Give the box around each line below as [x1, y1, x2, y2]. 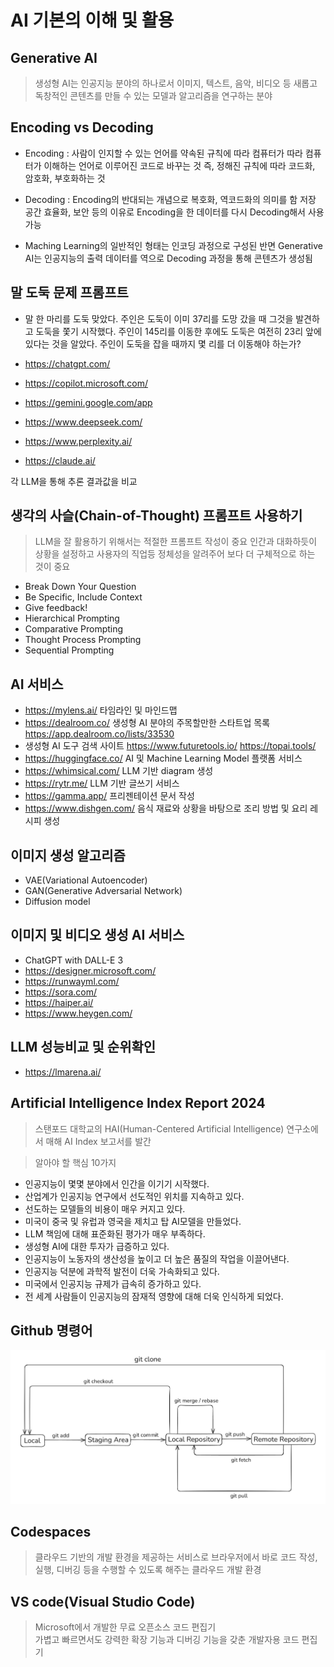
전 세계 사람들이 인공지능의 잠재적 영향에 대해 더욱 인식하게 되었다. [24, 1290, 284, 1302]
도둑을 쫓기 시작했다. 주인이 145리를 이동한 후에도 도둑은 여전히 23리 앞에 [35, 325, 322, 337]
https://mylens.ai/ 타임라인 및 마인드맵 [24, 704, 178, 716]
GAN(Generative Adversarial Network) [24, 885, 183, 897]
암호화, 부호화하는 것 [24, 172, 106, 184]
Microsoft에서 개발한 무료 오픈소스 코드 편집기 [34, 1621, 217, 1633]
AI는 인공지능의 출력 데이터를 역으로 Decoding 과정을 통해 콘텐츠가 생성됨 [24, 252, 313, 264]
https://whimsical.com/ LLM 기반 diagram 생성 [24, 765, 214, 777]
